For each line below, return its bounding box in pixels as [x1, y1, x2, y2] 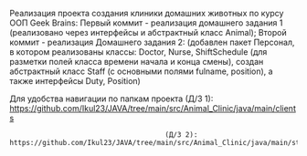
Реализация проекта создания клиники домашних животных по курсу [9, 8, 284, 18]
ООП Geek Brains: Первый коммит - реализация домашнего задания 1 [9, 17, 283, 28]
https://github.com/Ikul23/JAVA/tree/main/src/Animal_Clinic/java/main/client [9, 103, 297, 113]
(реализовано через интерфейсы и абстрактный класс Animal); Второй [9, 27, 287, 37]
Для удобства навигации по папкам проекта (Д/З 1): [9, 93, 214, 104]
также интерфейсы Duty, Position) [9, 76, 142, 86]
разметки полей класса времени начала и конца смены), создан [9, 57, 264, 67]
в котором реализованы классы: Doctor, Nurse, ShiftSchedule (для [9, 47, 268, 57]
